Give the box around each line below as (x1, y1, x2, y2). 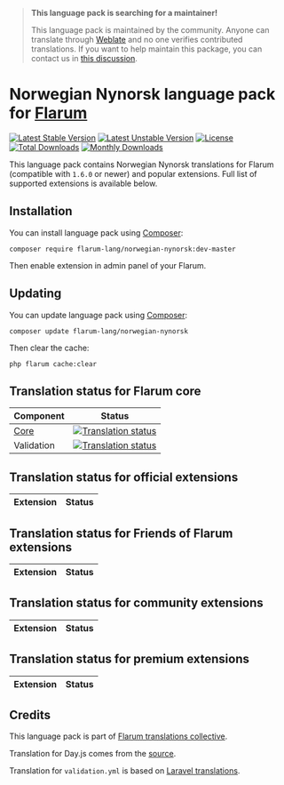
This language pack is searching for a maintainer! (30, 8, 218, 18)
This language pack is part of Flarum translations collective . (9, 731, 228, 741)
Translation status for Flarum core (9, 383, 201, 398)
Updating (9, 286, 62, 301)
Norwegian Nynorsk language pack (9, 84, 276, 105)
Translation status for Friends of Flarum (9, 525, 233, 541)
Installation (9, 204, 73, 219)
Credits (9, 708, 51, 723)
